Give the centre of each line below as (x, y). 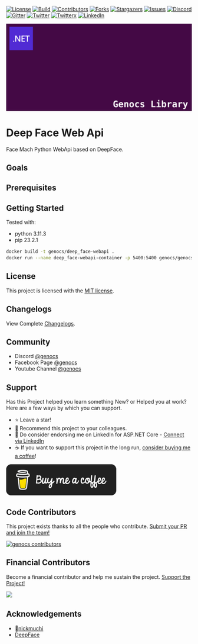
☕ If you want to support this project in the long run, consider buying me (103, 447)
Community (28, 342)
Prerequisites (31, 188)
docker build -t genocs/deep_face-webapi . (60, 252)
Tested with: (21, 223)
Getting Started (35, 208)
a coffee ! (25, 456)
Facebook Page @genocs (46, 363)
